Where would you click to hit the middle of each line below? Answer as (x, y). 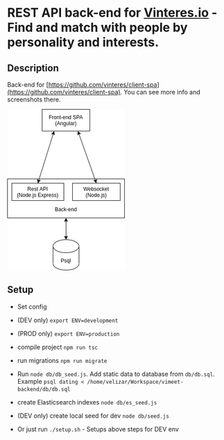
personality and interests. (83, 42)
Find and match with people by (97, 27)
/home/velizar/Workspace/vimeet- (135, 382)
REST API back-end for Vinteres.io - (112, 13)
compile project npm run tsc (58, 347)
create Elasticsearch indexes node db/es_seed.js (87, 402)
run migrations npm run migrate (62, 360)
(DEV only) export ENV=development (68, 320)
